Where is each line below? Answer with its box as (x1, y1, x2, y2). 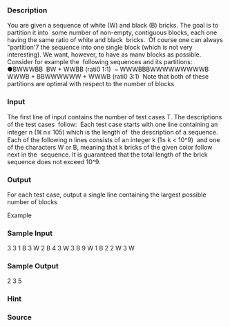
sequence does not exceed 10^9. (7, 157, 102, 166)
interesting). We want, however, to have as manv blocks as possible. (7, 50, 202, 59)
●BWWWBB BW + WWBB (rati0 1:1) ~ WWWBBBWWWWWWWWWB (7, 65, 209, 74)
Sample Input (7, 228, 53, 238)
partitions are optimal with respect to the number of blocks (7, 80, 175, 88)
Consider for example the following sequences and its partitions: (7, 58, 193, 66)
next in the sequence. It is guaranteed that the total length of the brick (7, 150, 209, 159)
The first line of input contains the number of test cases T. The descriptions (7, 112, 222, 121)
